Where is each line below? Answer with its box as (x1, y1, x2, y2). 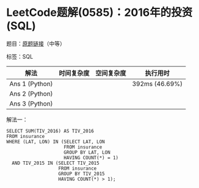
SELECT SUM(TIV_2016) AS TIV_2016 (6, 128, 95, 134)
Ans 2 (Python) (9, 89, 53, 98)
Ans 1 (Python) (9, 79, 53, 88)
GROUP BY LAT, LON (63, 149, 111, 156)
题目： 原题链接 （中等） (6, 40, 65, 47)
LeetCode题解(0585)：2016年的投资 (6, 5, 193, 20)
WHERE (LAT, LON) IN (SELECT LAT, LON (6, 139, 105, 145)
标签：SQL (6, 52, 34, 60)
